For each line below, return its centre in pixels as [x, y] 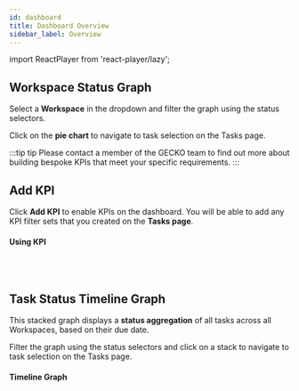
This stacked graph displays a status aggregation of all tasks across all [140, 321]
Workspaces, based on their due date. [79, 330]
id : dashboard [36, 17]
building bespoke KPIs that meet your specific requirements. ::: [125, 162]
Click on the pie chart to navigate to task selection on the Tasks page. [137, 135]
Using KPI [28, 241]
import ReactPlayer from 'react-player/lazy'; [90, 60]
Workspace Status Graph [81, 87]
